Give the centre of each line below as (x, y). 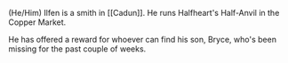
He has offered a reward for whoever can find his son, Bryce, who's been (143, 39)
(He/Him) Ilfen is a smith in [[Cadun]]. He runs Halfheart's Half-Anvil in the (144, 13)
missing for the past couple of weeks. (77, 49)
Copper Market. (37, 22)
